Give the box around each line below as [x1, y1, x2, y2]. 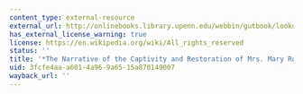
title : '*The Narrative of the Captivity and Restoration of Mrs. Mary [9, 55, 284, 64]
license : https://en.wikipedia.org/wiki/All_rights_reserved [9, 38, 244, 47]
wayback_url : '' [9, 72, 70, 81]
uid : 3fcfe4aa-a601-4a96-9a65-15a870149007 [9, 64, 176, 73]
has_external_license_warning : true [9, 30, 147, 38]
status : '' [9, 47, 50, 56]
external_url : [9, 21, 63, 30]
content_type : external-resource [9, 13, 135, 22]
